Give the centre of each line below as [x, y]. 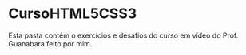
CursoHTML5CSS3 [73, 14]
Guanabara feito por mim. [50, 43]
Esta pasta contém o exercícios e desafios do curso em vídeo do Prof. [123, 35]
